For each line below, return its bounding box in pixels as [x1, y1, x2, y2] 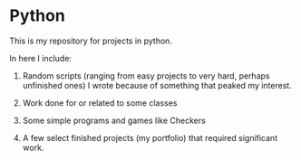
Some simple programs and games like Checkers [22, 115, 206, 126]
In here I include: [9, 52, 73, 63]
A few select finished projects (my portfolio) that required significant [22, 132, 278, 143]
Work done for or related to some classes [22, 97, 178, 108]
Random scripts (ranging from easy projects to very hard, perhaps [22, 70, 270, 81]
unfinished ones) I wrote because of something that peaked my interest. [22, 80, 292, 90]
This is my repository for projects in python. [9, 35, 172, 46]
